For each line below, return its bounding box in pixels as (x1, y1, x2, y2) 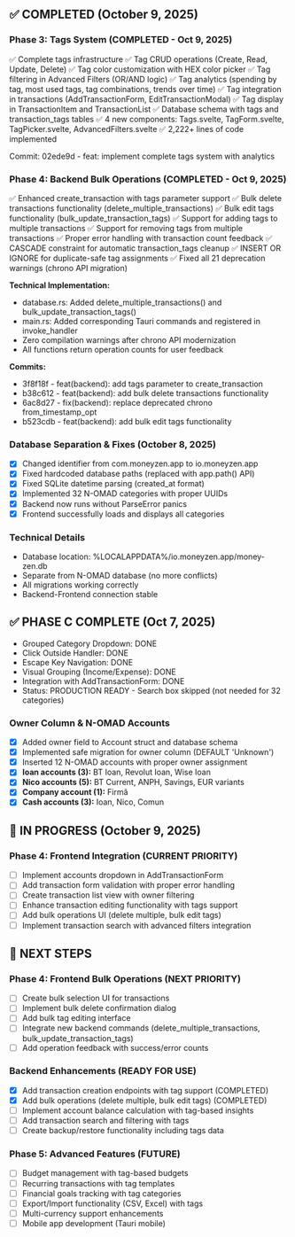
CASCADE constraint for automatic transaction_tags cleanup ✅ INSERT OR (9, 243, 282, 253)
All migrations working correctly (21, 580, 139, 590)
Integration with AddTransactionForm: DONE (21, 675, 185, 686)
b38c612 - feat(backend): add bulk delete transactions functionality (21, 387, 269, 398)
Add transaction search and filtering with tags (21, 1116, 190, 1126)
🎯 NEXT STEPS (9, 945, 92, 961)
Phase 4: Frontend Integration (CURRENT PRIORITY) (9, 850, 238, 862)
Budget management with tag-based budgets (21, 1168, 189, 1179)
